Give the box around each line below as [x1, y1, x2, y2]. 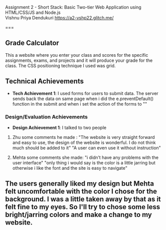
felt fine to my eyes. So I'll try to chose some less [5, 203, 161, 211]
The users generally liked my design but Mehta [5, 179, 155, 188]
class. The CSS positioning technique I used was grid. [5, 62, 116, 69]
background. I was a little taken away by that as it [5, 195, 161, 204]
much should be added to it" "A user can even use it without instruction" [12, 144, 161, 151]
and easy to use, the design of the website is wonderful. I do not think [12, 139, 156, 145]
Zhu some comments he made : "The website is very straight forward [12, 134, 155, 140]
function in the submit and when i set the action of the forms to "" [12, 101, 148, 107]
